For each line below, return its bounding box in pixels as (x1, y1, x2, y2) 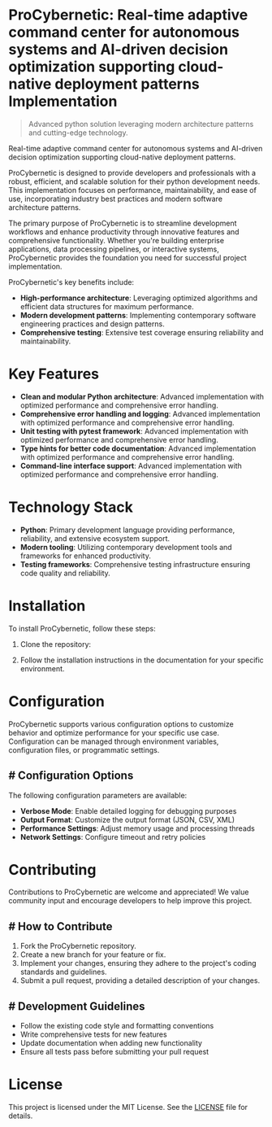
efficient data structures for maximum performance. (19, 301, 195, 311)
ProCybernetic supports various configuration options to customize (8, 719, 234, 729)
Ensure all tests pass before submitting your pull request (19, 1047, 209, 1057)
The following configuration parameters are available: (8, 790, 188, 800)
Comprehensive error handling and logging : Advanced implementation (19, 408, 261, 418)
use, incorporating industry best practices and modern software (8, 194, 223, 203)
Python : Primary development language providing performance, (19, 525, 235, 535)
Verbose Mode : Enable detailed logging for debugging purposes (19, 806, 237, 815)
